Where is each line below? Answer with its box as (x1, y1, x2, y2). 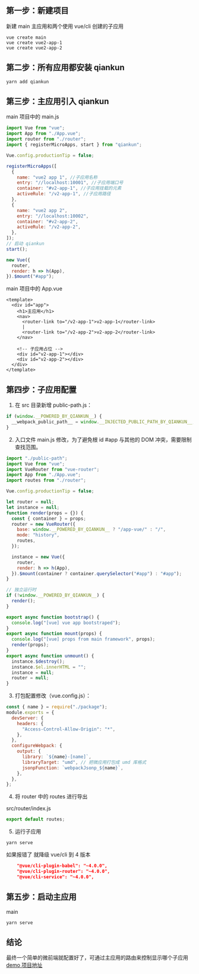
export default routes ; (6, 816, 65, 823)
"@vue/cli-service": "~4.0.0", (17, 874, 94, 880)
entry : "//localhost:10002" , (17, 213, 89, 219)
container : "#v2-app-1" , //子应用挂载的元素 (17, 185, 122, 192)
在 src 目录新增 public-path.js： (14, 401, 92, 409)
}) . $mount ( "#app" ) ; (6, 273, 55, 280)
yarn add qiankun (6, 79, 49, 85)
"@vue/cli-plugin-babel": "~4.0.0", (17, 863, 108, 869)
